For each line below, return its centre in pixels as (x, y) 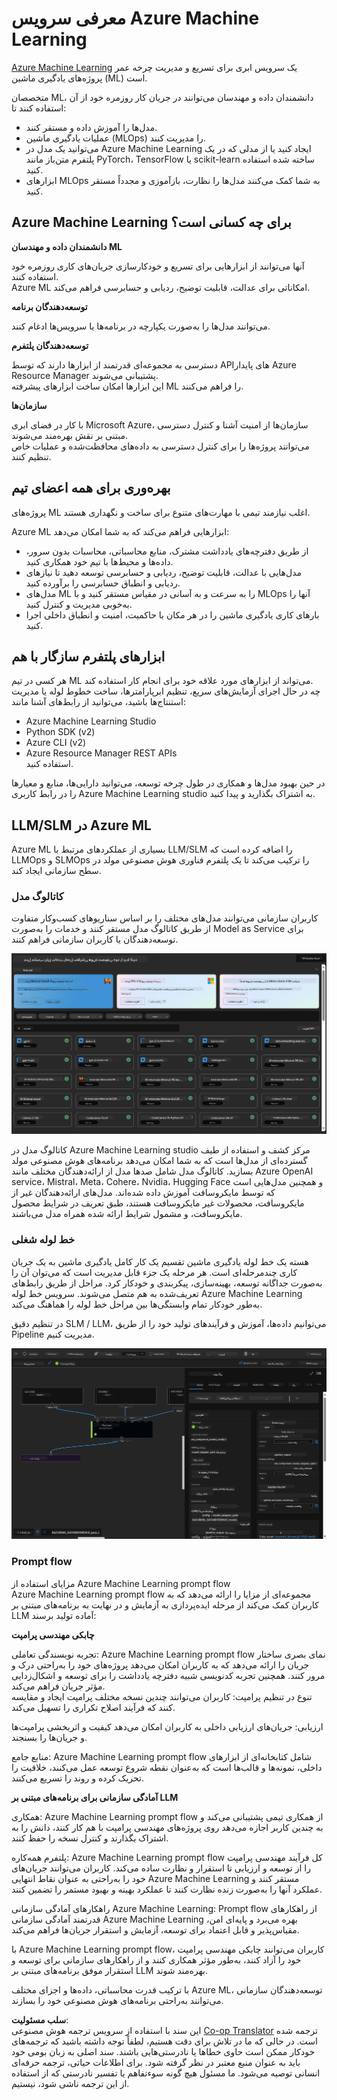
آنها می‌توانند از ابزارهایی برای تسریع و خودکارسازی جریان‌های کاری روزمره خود (158, 266)
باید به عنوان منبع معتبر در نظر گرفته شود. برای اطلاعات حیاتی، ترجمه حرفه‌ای (156, 2062)
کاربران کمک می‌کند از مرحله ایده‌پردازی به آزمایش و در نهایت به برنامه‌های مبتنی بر (165, 1604)
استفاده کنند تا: (39, 108)
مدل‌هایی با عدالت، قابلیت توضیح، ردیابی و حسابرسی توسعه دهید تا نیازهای (164, 572)
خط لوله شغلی (43, 1240)
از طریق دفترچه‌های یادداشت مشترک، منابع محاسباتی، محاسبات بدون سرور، (167, 551)
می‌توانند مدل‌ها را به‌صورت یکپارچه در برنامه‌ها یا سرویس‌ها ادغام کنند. (141, 326)
